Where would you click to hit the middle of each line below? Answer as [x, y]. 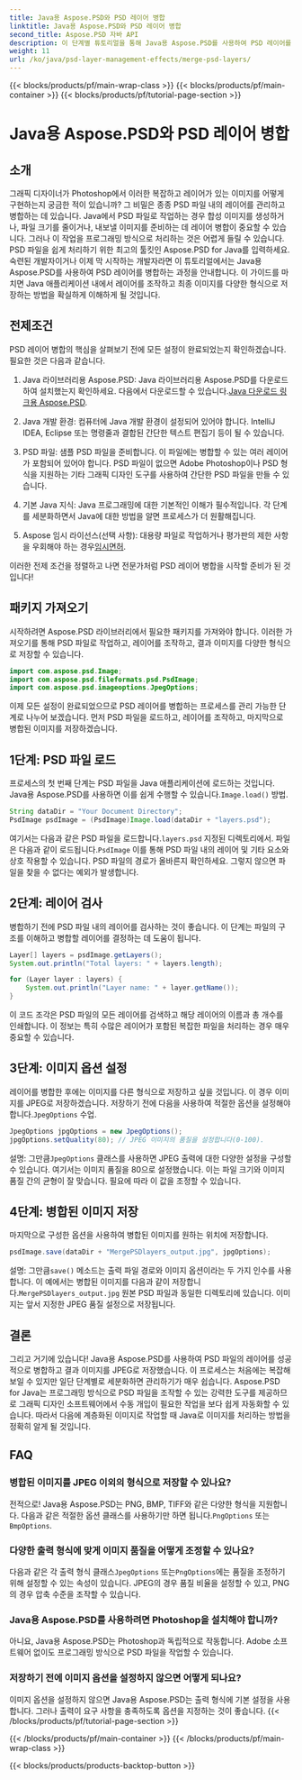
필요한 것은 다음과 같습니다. [58, 361]
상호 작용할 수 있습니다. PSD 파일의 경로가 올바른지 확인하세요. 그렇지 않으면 [143, 861]
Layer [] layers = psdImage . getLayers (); [86, 955]
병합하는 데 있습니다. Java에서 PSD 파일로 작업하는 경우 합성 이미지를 [131, 216]
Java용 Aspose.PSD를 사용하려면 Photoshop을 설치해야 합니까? [144, 1620]
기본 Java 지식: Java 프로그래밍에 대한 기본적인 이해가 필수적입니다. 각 [147, 505]
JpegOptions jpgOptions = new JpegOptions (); [96, 1131]
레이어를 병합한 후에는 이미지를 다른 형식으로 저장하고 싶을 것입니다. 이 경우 [141, 1091]
